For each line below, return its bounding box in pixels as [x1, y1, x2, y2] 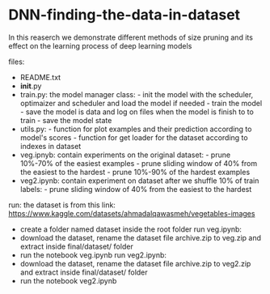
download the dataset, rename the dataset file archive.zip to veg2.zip [19, 258, 251, 268]
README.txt [19, 72, 61, 82]
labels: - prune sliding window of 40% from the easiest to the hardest [19, 184, 252, 194]
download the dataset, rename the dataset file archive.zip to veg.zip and [19, 232, 261, 242]
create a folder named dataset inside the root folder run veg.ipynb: [19, 224, 243, 234]
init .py [19, 81, 42, 91]
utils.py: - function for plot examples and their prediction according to [19, 124, 252, 134]
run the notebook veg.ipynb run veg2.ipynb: [19, 249, 167, 260]
